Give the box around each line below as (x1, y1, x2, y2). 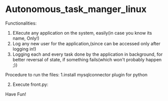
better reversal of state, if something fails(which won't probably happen (12, 56, 162, 62)
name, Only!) (12, 35, 39, 41)
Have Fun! (5, 91, 27, 97)
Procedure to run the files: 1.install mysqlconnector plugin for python (5, 71, 148, 77)
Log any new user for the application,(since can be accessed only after (12, 40, 160, 46)
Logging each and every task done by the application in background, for (12, 51, 163, 57)
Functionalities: (5, 20, 37, 26)
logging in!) (12, 46, 36, 52)
